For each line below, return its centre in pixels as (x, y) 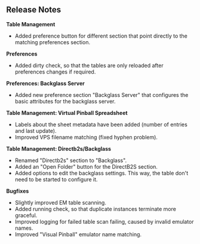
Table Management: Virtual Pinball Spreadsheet (67, 112)
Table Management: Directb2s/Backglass (59, 148)
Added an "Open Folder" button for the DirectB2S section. (86, 166)
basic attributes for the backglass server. (65, 101)
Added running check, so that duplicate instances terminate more (95, 209)
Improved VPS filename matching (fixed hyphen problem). (86, 137)
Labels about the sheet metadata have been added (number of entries (101, 124)
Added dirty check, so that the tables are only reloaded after (89, 65)
